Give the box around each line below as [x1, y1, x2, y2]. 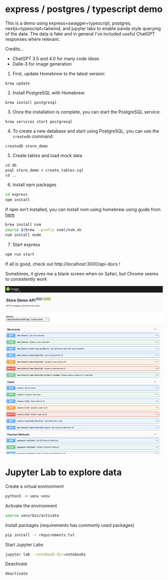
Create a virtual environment [5, 483, 64, 489]
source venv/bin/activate [5, 513, 59, 518]
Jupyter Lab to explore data [5, 467, 122, 478]
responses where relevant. [5, 36, 60, 42]
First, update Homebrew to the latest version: [12, 70, 106, 76]
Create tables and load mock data [12, 152, 82, 159]
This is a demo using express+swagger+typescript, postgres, [5, 20, 131, 26]
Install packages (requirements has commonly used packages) [5, 522, 135, 528]
